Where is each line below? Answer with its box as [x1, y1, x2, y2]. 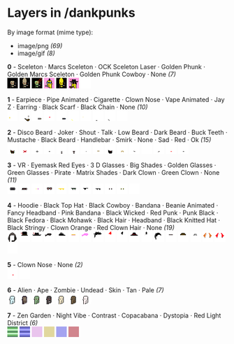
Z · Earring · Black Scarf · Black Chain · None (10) [7, 103, 148, 111]
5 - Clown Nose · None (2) [7, 260, 83, 268]
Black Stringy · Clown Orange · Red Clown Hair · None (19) [7, 223, 175, 231]
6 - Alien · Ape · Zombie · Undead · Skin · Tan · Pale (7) [7, 285, 164, 294]
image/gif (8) [17, 49, 56, 57]
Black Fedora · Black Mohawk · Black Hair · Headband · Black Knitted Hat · [7, 215, 221, 224]
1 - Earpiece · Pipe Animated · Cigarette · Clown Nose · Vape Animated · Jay [7, 95, 225, 103]
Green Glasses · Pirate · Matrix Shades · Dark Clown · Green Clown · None [7, 168, 220, 176]
